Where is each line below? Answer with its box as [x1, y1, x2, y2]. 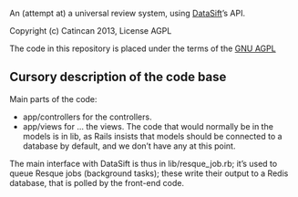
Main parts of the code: [9, 93, 98, 104]
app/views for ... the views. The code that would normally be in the [22, 120, 273, 131]
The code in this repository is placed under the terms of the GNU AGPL [9, 43, 276, 54]
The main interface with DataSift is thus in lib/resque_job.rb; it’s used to [9, 158, 278, 169]
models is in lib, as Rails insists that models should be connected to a [22, 130, 283, 141]
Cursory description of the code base [9, 69, 227, 85]
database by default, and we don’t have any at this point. [22, 140, 236, 151]
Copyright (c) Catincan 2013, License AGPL [9, 26, 172, 36]
